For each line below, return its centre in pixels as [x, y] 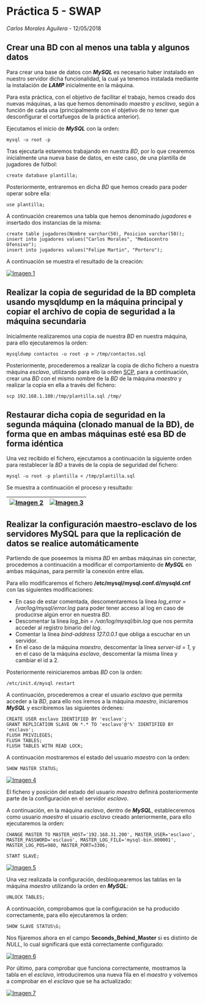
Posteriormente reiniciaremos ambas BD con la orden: [74, 672]
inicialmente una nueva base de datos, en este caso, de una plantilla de [96, 157]
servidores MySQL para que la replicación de [94, 533]
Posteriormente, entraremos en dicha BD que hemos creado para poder [97, 187]
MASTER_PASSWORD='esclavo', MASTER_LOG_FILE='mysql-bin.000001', [91, 840]
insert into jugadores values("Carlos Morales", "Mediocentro [87, 239]
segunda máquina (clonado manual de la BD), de [100, 424]
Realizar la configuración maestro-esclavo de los [102, 524]
